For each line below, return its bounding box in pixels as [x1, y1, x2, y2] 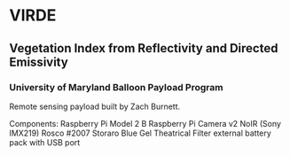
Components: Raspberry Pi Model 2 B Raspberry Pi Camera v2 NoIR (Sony [9, 118, 282, 129]
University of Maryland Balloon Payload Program [9, 81, 223, 93]
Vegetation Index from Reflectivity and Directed [9, 41, 278, 56]
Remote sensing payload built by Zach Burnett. [9, 101, 181, 112]
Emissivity [9, 54, 68, 69]
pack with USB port [9, 136, 81, 147]
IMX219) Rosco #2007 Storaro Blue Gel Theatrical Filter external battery [9, 128, 272, 138]
